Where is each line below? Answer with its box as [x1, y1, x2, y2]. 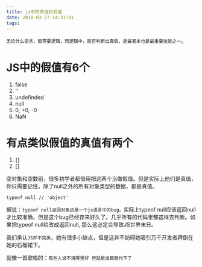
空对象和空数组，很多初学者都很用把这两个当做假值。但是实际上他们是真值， [6, 175, 197, 183]
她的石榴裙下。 [6, 242, 43, 249]
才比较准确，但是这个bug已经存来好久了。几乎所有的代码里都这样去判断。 [6, 213, 191, 221]
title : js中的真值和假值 [6, 8, 62, 15]
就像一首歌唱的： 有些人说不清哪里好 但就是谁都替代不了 [6, 254, 133, 262]
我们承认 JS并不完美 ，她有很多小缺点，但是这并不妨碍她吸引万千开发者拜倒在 [6, 234, 194, 241]
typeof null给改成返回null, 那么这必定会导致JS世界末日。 [16, 221, 157, 228]
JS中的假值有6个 [6, 61, 90, 74]
